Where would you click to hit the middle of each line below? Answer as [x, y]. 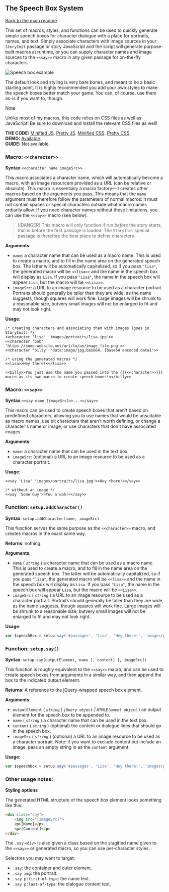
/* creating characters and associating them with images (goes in [77, 328]
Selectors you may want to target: [40, 858]
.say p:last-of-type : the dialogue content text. [62, 884]
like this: [14, 806]
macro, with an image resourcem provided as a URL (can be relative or [78, 183]
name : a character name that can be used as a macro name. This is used [87, 255]
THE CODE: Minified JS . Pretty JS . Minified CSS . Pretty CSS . [68, 133]
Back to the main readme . [32, 20]
